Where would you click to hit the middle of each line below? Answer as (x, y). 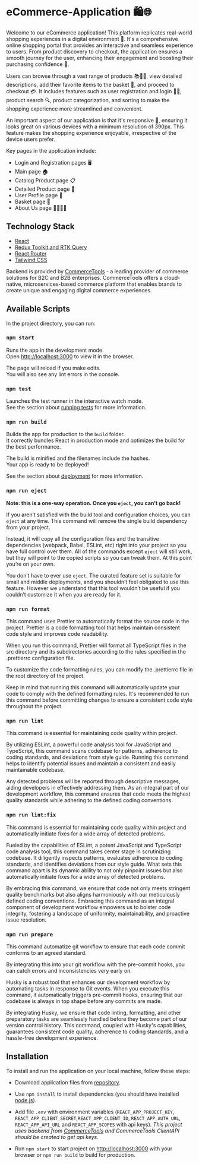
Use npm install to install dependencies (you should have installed (97, 1094)
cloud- (172, 277)
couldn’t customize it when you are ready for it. (64, 594)
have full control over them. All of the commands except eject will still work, (99, 551)
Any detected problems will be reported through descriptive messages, (93, 781)
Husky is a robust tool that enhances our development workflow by (88, 982)
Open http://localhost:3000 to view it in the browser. (70, 356)
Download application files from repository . (67, 1082)
